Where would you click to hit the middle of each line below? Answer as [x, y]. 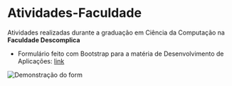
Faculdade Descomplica [44, 39]
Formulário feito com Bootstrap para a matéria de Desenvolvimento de [121, 54]
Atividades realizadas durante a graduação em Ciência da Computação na [116, 32]
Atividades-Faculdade [75, 13]
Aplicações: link [41, 61]
